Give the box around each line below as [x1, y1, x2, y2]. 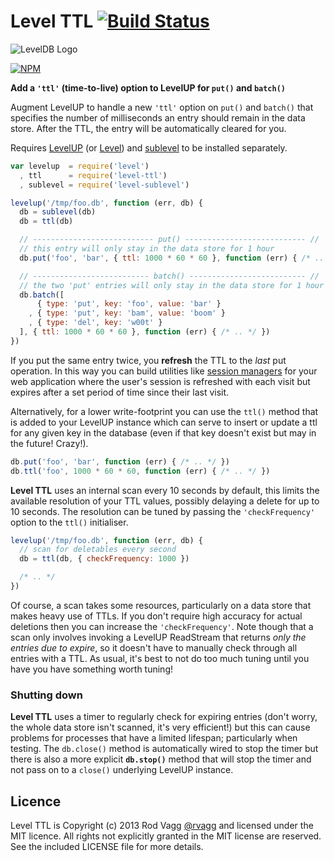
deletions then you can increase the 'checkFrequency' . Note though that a [10, 620, 314, 632]
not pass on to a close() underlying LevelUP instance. [10, 764, 234, 776]
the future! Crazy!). [10, 437, 89, 449]
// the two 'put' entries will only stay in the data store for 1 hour [19, 280, 325, 290]
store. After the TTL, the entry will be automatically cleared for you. [10, 122, 287, 134]
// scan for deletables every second [19, 545, 177, 555]
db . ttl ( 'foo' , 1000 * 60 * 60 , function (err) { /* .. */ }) [10, 466, 271, 476]
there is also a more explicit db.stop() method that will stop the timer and [10, 753, 312, 765]
